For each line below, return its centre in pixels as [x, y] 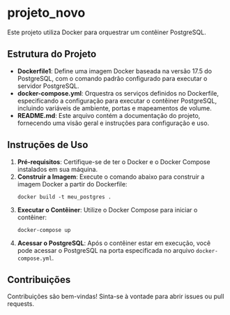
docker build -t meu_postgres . [64, 197]
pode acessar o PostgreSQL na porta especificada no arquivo [106, 250]
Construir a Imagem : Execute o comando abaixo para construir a [111, 177]
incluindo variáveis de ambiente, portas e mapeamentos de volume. [114, 108]
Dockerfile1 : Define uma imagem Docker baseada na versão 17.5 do [115, 71]
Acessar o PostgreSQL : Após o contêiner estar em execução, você [114, 243]
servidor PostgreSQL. [48, 86]
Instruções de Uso [48, 145]
